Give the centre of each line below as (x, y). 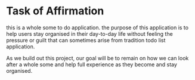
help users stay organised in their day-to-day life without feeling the (89, 33)
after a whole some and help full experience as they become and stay (92, 64)
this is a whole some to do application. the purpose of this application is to (97, 27)
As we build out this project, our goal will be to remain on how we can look (97, 58)
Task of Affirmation (55, 11)
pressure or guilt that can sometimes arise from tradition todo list (86, 40)
